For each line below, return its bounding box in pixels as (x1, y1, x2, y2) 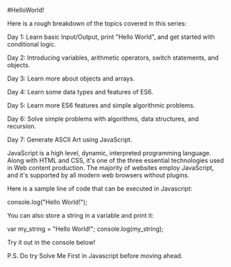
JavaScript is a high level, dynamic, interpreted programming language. (7, 149, 212, 157)
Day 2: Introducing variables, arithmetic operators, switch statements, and (7, 53, 219, 62)
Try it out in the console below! (7, 239, 96, 246)
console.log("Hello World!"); (7, 198, 88, 206)
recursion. (7, 122, 37, 130)
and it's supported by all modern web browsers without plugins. (7, 171, 189, 179)
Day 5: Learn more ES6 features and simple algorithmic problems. (7, 101, 196, 110)
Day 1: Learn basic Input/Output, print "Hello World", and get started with (7, 33, 215, 41)
